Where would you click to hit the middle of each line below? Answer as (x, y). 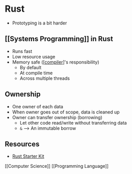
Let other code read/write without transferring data (73, 123)
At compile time (36, 73)
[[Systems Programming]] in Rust (59, 39)
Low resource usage (34, 56)
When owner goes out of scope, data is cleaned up (66, 112)
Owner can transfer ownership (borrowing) (57, 117)
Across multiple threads (45, 78)
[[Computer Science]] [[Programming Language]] (57, 166)
